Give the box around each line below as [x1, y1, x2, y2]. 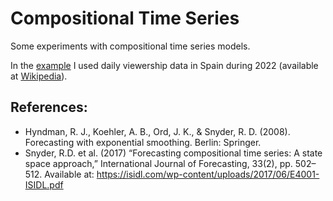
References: [10, 99, 88, 116]
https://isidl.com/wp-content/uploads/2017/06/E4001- [96, 168, 320, 180]
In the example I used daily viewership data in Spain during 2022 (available [10, 59, 319, 71]
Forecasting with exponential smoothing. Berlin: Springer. [24, 136, 262, 148]
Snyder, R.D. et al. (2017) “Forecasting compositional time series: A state [24, 147, 323, 159]
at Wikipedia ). [10, 70, 68, 82]
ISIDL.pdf [24, 178, 64, 191]
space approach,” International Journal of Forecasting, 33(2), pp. [24, 157, 293, 169]
